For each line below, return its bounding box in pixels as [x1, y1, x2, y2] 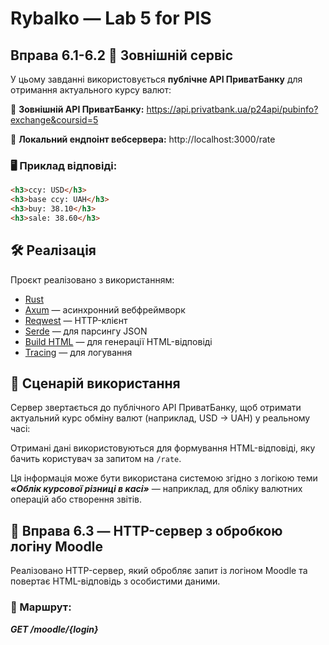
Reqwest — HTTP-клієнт [24, 314, 128, 326]
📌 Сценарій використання [10, 375, 181, 392]
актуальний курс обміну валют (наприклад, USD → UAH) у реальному [10, 412, 311, 424]
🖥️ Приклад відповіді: [10, 158, 118, 172]
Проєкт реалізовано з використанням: [10, 273, 175, 286]
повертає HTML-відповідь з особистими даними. [10, 575, 221, 587]
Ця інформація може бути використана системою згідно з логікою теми [10, 472, 318, 484]
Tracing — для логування [24, 346, 133, 358]
